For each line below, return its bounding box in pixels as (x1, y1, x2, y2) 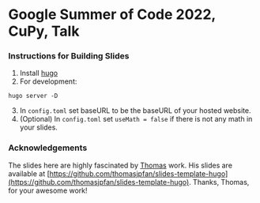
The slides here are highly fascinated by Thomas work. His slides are (8, 160, 233, 170)
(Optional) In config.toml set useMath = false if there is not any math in (19, 115, 253, 124)
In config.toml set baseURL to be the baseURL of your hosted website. (19, 106, 251, 115)
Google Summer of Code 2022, (8, 6, 216, 24)
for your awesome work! (8, 186, 89, 195)
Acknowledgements (8, 142, 88, 153)
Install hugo (19, 69, 58, 78)
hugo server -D (8, 92, 58, 100)
